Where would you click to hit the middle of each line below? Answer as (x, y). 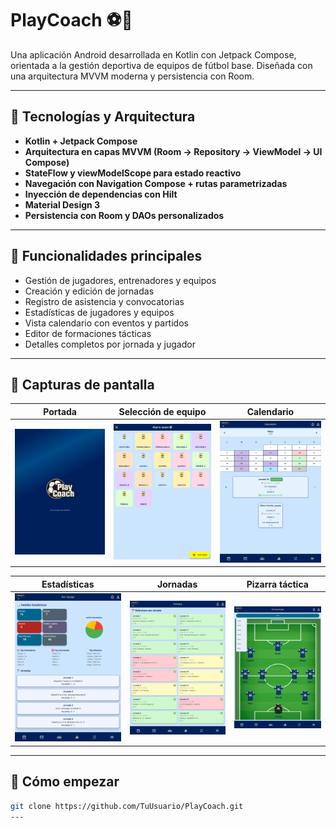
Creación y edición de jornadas (89, 291)
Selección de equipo (162, 411)
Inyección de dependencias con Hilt (101, 194)
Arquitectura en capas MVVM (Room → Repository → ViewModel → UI (173, 151)
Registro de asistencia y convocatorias (104, 301)
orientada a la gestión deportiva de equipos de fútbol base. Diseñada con (161, 65)
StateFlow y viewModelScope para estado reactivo (133, 173)
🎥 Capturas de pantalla (82, 384)
